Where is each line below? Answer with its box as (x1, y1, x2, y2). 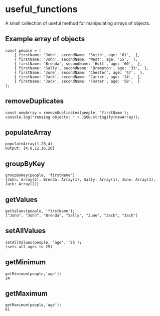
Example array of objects (5, 35, 85, 43)
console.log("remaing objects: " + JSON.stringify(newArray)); (5, 115, 140, 120)
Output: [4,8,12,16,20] (5, 146, 55, 151)
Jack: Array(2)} (5, 182, 39, 187)
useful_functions (5, 4, 78, 15)
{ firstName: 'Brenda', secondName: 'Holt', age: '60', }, (14, 61, 142, 66)
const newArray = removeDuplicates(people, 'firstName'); (5, 110, 129, 115)
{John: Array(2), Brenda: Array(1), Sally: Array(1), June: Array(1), (5, 177, 156, 182)
